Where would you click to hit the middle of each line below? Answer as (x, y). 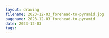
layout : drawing (22, 10)
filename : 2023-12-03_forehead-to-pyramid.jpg (55, 14)
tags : (11, 28)
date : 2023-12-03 (23, 23)
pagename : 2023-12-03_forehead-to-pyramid (50, 19)
